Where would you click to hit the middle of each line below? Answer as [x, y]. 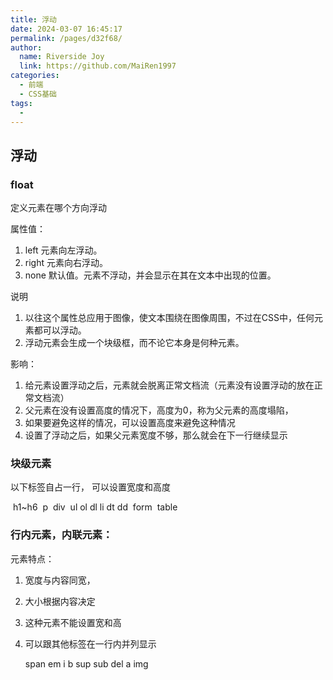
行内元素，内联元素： [61, 535]
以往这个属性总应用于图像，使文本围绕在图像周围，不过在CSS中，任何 [169, 318]
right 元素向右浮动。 [66, 263]
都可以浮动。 [60, 330]
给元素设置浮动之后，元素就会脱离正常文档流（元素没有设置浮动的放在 [169, 385]
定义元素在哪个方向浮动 [58, 208]
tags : [21, 103]
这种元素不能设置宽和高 [73, 622]
